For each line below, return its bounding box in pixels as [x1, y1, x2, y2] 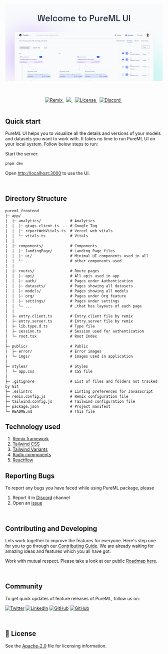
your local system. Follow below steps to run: [5, 141, 98, 147]
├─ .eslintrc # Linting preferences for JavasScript [5, 389, 153, 394]
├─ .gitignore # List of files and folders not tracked [5, 379, 157, 384]
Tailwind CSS [12, 441, 40, 447]
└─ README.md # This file [5, 409, 95, 414]
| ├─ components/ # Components [5, 243, 97, 248]
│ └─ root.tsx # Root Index [5, 334, 97, 339]
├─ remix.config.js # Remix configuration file [5, 394, 128, 399]
